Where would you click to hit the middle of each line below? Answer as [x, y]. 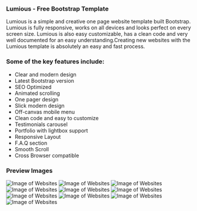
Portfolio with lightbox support [51, 130]
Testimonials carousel [41, 124]
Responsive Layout [38, 137]
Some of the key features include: [55, 62]
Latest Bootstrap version [44, 80]
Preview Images [29, 171]
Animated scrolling [37, 93]
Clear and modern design [45, 74]
